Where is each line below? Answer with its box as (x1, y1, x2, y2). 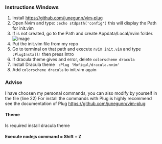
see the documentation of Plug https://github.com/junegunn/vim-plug (5, 101, 146, 106)
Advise (5, 79, 23, 86)
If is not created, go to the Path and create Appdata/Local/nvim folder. (12, 31, 154, 37)
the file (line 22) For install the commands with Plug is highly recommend (5, 95, 152, 101)
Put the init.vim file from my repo (12, 41, 78, 47)
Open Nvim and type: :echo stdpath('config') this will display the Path (12, 20, 157, 26)
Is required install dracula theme (5, 123, 70, 128)
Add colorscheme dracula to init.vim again (12, 67, 97, 73)
